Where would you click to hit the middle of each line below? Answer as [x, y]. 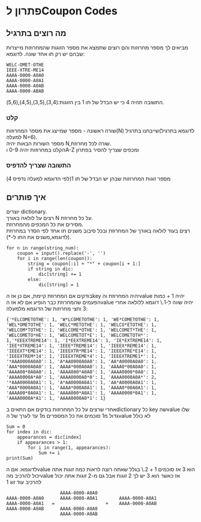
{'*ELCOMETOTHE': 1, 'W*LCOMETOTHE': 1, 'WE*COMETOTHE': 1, [83, 320]
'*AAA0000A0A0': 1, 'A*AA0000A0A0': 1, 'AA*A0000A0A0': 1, [82, 362]
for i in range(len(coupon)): [55, 259]
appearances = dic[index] [49, 437]
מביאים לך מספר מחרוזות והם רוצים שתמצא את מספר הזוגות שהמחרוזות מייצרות [97, 47]
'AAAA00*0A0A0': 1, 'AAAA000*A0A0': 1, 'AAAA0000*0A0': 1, [82, 372]
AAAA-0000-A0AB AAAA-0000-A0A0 [52, 509]
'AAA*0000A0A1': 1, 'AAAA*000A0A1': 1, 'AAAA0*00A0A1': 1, [82, 388]
